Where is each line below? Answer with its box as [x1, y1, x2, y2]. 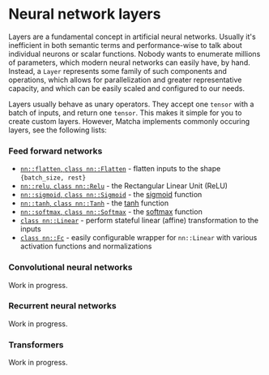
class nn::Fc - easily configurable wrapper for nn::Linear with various [19, 233, 258, 243]
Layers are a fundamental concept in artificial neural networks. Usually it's [8, 32, 257, 41]
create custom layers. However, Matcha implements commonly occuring [8, 116, 250, 126]
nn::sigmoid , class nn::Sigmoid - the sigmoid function [19, 190, 203, 200]
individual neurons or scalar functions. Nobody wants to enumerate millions [8, 49, 261, 58]
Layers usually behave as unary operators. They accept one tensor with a [8, 99, 254, 109]
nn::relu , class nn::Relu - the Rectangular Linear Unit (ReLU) [19, 181, 228, 191]
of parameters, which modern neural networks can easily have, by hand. [8, 58, 250, 67]
